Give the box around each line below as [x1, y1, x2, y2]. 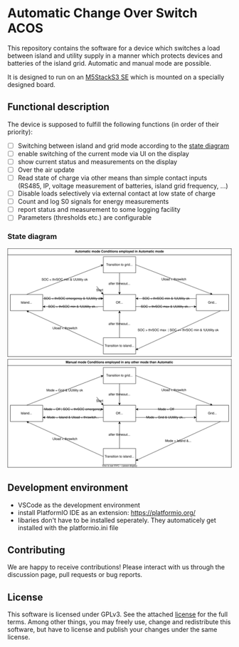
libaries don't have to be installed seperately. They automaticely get [17, 516, 217, 524]
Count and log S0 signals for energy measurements [17, 198, 169, 206]
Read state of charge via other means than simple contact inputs [17, 173, 208, 182]
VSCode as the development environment [17, 501, 141, 509]
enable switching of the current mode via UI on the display [17, 149, 190, 158]
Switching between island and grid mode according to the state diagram [17, 141, 230, 150]
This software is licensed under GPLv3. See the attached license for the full [7, 610, 228, 618]
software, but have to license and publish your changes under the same [7, 626, 218, 634]
